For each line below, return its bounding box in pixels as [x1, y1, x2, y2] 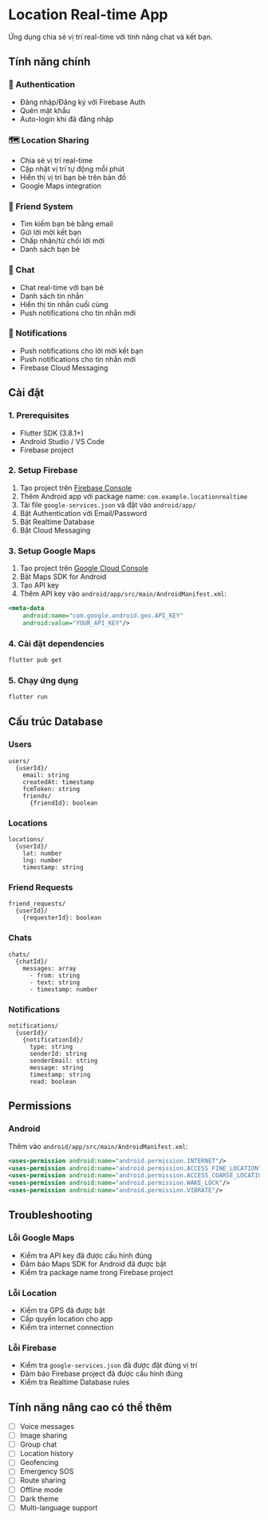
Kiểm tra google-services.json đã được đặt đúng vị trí [19, 1361, 198, 1370]
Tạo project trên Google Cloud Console [19, 564, 149, 573]
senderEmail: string [29, 1057, 98, 1065]
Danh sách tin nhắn [19, 291, 84, 301]
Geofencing [19, 1458, 59, 1467]
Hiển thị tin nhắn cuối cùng [19, 299, 109, 309]
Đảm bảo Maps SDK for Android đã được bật [19, 1258, 167, 1269]
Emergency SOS [19, 1467, 74, 1476]
